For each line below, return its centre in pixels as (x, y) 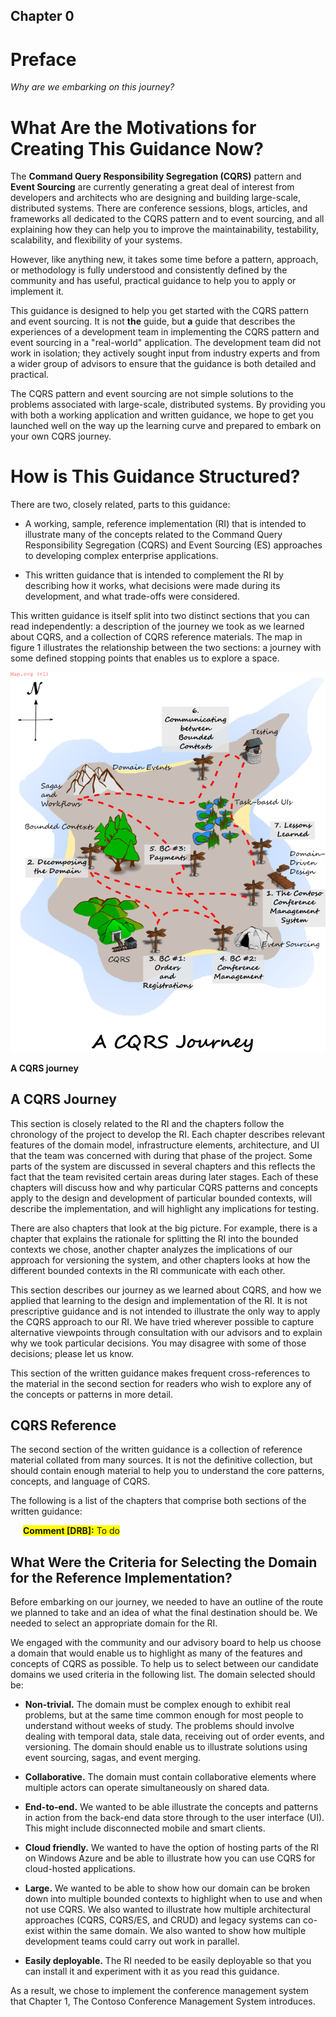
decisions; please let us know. (72, 1353)
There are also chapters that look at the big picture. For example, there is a (164, 1228)
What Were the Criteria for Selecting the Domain (164, 1562)
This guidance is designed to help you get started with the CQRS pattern (159, 311)
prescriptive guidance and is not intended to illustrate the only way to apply (165, 1311)
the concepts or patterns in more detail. (92, 1394)
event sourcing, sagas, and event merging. (113, 1758)
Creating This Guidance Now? (137, 148)
